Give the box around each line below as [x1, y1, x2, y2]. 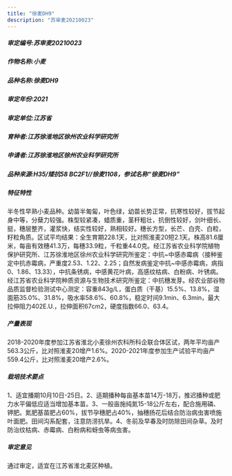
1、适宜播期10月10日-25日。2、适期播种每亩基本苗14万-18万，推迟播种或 [7, 391, 215, 399]
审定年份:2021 [7, 95, 48, 104]
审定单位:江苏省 [7, 113, 52, 122]
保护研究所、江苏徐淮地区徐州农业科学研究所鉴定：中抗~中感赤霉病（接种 [7, 250, 217, 259]
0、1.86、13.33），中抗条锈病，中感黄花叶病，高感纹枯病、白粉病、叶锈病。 [7, 267, 222, 276]
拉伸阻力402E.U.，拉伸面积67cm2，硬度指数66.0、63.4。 [7, 302, 173, 311]
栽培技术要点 [7, 372, 43, 381]
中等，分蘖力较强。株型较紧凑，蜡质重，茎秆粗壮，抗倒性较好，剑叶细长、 [12, 216, 225, 225]
